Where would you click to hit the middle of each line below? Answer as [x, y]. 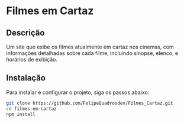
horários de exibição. [32, 59]
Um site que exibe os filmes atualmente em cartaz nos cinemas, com [90, 47]
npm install [21, 114]
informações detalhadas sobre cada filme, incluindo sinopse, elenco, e [92, 53]
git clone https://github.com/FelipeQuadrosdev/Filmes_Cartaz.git [90, 103]
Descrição [25, 33]
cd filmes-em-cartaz [32, 109]
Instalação [26, 78]
